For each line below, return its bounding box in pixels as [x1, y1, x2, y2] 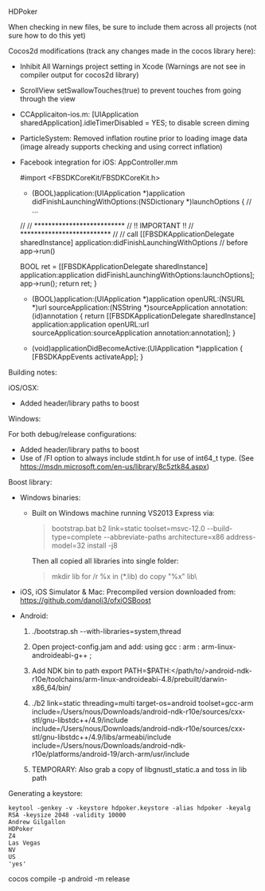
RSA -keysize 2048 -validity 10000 [8, 811, 127, 819]
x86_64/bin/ [31, 683, 72, 692]
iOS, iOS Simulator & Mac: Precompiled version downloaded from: [19, 587, 236, 596]
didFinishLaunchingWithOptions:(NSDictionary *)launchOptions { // [31, 197, 252, 206]
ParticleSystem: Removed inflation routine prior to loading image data [19, 133, 248, 143]
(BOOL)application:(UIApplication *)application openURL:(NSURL [31, 295, 245, 303]
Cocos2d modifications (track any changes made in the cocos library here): [8, 46, 256, 55]
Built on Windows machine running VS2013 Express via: [31, 509, 215, 517]
